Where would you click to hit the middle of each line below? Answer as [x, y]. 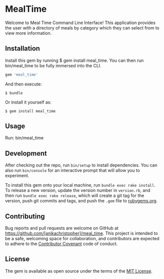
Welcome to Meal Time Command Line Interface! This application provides [80, 23]
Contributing [25, 216]
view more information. [28, 33]
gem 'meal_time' [22, 75]
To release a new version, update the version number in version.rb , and [78, 191]
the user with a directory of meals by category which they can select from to [82, 28]
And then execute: [23, 84]
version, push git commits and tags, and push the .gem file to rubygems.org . [82, 201]
